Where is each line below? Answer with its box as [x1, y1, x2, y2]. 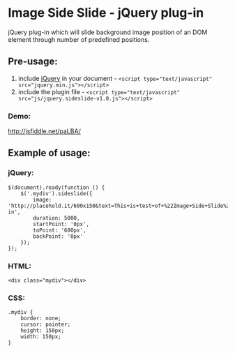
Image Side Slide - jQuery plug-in [8, 5, 204, 21]
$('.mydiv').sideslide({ [20, 190, 93, 197]
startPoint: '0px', [33, 220, 90, 227]
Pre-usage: [8, 56, 58, 68]
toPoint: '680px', [33, 227, 86, 234]
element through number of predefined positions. [8, 35, 150, 43]
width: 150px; [20, 333, 61, 340]
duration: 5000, [33, 214, 80, 221]
